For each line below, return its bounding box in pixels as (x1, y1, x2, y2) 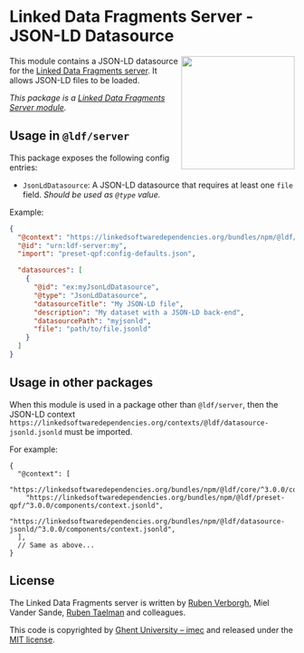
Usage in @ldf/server (9, 129, 129, 144)
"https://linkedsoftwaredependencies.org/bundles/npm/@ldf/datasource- (9, 516, 285, 526)
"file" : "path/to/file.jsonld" (33, 324, 152, 334)
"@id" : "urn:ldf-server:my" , (17, 241, 128, 250)
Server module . (9, 101, 67, 112)
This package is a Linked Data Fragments (9, 92, 166, 103)
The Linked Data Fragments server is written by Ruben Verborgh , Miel (9, 597, 270, 608)
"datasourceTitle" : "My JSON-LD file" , (33, 299, 184, 309)
